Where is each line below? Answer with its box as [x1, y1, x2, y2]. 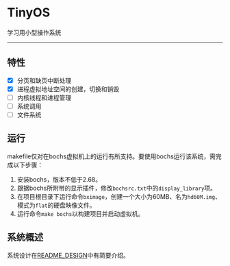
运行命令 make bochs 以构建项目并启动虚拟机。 [16, 209, 144, 217]
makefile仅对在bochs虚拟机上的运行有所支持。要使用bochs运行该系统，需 [7, 152, 216, 160]
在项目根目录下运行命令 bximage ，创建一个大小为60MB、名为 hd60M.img [16, 192, 216, 200]
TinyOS [7, 5, 50, 21]
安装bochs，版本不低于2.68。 [16, 175, 101, 183]
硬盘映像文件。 [53, 201, 96, 209]
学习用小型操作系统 [7, 28, 62, 36]
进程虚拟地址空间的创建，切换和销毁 [16, 84, 120, 93]
